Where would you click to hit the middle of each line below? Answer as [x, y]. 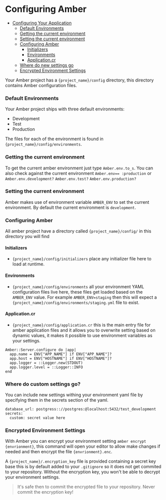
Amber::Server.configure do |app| [41, 350]
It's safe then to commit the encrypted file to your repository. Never [86, 487]
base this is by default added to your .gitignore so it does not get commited [83, 467]
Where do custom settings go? [43, 384]
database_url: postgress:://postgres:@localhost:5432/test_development [81, 409]
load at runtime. [28, 264]
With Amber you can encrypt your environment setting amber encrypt [76, 441]
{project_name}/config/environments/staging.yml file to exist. [76, 302]
